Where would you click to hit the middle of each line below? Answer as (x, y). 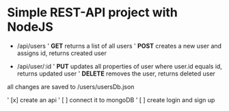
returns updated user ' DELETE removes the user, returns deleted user (116, 74)
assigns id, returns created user (62, 53)
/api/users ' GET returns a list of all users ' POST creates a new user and (119, 46)
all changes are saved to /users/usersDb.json (71, 86)
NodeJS (30, 27)
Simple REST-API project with (92, 13)
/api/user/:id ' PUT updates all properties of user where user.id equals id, (119, 66)
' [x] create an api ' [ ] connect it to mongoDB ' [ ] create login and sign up (111, 99)
